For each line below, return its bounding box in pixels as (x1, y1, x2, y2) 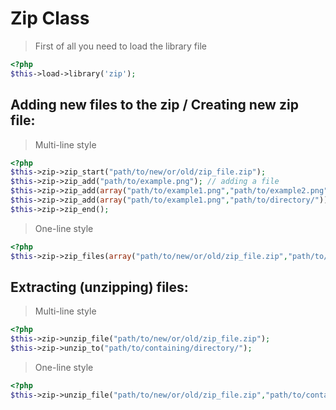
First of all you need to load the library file (34, 40, 207, 52)
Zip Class (10, 7, 90, 30)
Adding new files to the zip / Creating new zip (10, 97, 299, 114)
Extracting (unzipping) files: (10, 278, 189, 296)
